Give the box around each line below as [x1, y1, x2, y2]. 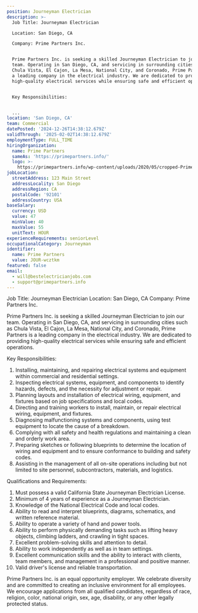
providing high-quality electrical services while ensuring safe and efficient [6, 338, 186, 345]
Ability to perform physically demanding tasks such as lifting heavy [15, 527, 178, 534]
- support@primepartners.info [12, 279, 86, 285]
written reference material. [15, 514, 80, 521]
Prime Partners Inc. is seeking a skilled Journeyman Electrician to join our [6, 312, 184, 320]
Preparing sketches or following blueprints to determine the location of [15, 442, 187, 449]
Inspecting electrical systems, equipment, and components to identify [15, 379, 184, 386]
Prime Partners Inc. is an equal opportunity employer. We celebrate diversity [6, 575, 192, 582]
